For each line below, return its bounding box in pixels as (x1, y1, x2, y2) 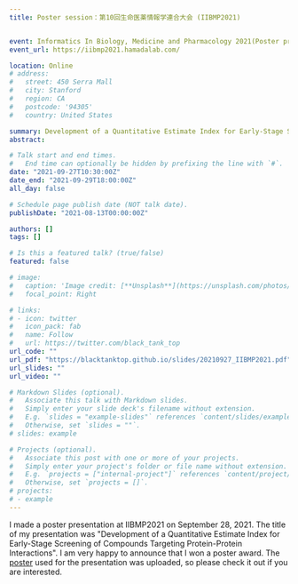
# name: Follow (9, 331, 74, 340)
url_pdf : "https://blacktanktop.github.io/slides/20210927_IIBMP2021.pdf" (9, 355, 292, 364)
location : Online (9, 61, 74, 70)
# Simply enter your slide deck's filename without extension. (9, 404, 255, 413)
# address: (9, 69, 50, 78)
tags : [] (9, 233, 42, 242)
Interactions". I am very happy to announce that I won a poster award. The (9, 548, 280, 558)
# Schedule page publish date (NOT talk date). (9, 200, 189, 209)
